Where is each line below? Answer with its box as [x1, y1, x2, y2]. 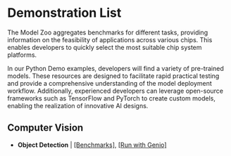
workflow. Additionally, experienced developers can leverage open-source [7, 86, 224, 95]
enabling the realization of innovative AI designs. [7, 101, 149, 110]
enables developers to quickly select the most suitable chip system [7, 43, 202, 51]
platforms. [7, 51, 37, 59]
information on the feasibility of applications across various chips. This [7, 35, 213, 44]
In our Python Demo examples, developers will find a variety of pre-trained [7, 64, 224, 72]
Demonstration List [7, 5, 122, 21]
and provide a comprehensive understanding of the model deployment [7, 79, 213, 87]
